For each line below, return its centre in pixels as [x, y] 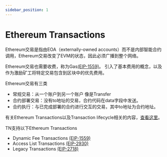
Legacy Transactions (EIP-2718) [46, 148]
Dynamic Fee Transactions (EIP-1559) [51, 138]
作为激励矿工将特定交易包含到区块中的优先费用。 [56, 72]
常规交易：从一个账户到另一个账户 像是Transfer [62, 94]
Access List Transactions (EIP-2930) [50, 143]
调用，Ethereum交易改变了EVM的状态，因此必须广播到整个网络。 [73, 55]
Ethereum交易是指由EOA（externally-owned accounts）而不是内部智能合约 [83, 49]
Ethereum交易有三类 [26, 83]
